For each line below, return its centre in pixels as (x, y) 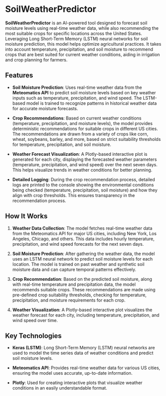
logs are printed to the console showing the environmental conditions (83, 185)
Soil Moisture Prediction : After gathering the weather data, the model (83, 254)
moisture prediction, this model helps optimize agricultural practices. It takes (83, 44)
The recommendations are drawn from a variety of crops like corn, (80, 134)
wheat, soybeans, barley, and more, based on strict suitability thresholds (86, 139)
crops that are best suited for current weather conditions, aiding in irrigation (83, 54)
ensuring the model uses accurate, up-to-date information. (72, 373)
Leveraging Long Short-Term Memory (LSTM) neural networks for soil (77, 39)
